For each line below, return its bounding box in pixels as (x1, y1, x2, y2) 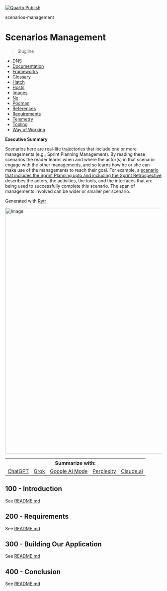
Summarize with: (55, 460, 96, 467)
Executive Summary (5, 136, 48, 142)
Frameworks (12, 68, 38, 74)
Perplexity (92, 468, 116, 474)
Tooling (12, 121, 28, 127)
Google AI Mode (49, 468, 88, 474)
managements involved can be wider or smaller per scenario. (5, 188, 131, 194)
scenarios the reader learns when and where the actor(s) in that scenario (5, 156, 155, 162)
